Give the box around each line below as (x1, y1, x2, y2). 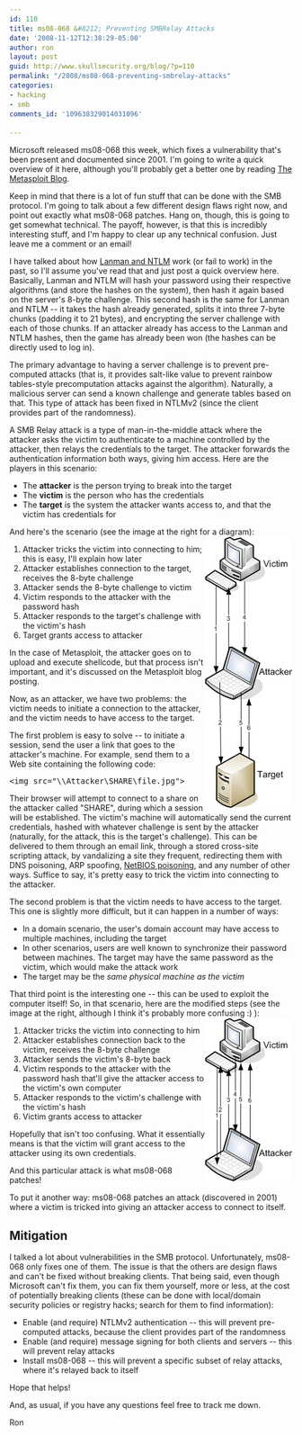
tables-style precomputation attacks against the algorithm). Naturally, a (9, 379, 273, 390)
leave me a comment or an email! (9, 238, 132, 249)
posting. (9, 676, 40, 687)
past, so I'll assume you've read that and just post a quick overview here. (9, 265, 280, 276)
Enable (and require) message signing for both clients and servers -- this (22, 1336, 292, 1347)
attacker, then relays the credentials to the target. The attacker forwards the (9, 444, 290, 454)
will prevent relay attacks (22, 1346, 115, 1357)
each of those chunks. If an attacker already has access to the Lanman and (9, 323, 289, 334)
